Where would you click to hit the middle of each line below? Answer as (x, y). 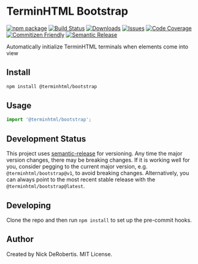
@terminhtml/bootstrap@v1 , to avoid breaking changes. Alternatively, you (98, 173)
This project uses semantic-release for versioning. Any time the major (94, 154)
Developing (29, 206)
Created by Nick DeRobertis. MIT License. (59, 254)
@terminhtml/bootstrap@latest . (46, 186)
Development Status (46, 139)
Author (20, 239)
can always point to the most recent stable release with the (81, 179)
